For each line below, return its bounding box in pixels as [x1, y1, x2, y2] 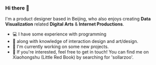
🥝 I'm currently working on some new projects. [12, 43, 109, 49]
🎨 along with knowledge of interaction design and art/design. [12, 38, 138, 44]
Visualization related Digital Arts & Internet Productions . [5, 21, 124, 27]
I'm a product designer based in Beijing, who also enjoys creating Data [5, 16, 151, 22]
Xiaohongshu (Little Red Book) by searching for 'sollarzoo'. [12, 54, 134, 60]
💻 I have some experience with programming [12, 31, 106, 37]
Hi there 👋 [5, 4, 30, 11]
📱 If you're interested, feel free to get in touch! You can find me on [12, 49, 149, 55]
